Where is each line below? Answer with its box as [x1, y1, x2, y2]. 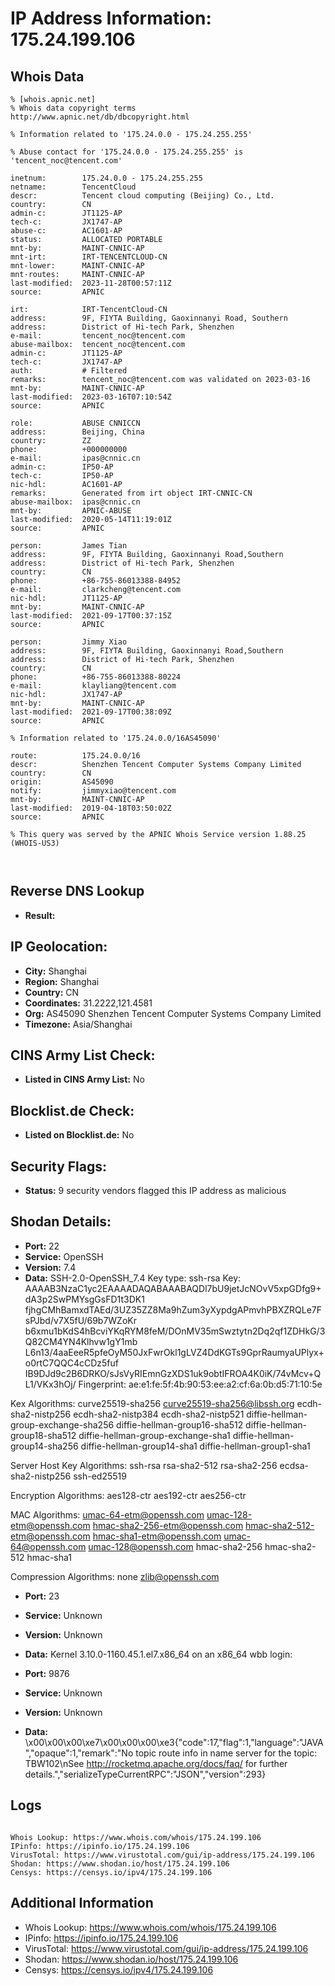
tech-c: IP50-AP [10, 471, 114, 481]
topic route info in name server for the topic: [135, 1747, 318, 1759]
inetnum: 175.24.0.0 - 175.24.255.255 [10, 173, 203, 183]
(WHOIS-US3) [10, 838, 60, 848]
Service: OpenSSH [24, 1250, 104, 1262]
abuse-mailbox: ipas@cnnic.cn [10, 497, 141, 507]
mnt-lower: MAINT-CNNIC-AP [10, 261, 145, 271]
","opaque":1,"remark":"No [24, 1747, 134, 1759]
